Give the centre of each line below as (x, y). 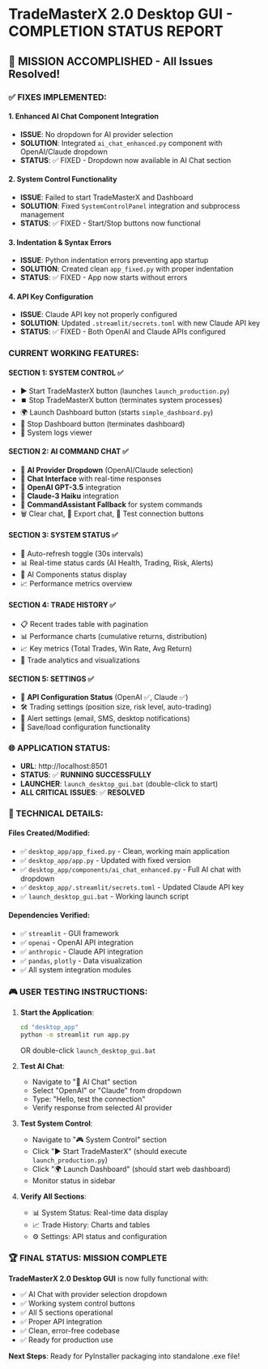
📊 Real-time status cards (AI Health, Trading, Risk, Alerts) (117, 562)
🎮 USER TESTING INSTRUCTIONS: (78, 992)
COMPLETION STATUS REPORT (116, 31)
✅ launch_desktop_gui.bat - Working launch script (104, 896)
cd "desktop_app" (49, 1028)
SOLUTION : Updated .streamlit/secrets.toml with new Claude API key (140, 323)
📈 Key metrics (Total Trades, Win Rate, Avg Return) (106, 649)
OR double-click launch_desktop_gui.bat (88, 1050)
